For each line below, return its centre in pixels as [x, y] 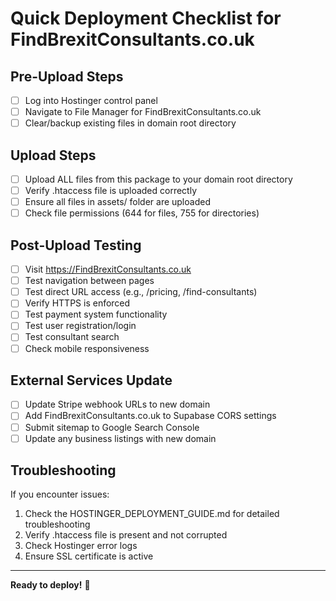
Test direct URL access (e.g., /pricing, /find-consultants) [141, 292]
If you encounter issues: [60, 494]
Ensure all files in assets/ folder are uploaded [117, 202]
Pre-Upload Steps [67, 76]
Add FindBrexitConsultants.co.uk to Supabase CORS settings [150, 416]
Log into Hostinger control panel [91, 100]
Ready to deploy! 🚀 [50, 585]
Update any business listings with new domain [120, 438]
